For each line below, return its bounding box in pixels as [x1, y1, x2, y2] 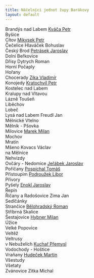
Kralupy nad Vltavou [5, 90, 48, 97]
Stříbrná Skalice [5, 208, 38, 215]
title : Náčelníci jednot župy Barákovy [5, 7, 89, 13]
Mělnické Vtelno [5, 117, 39, 123]
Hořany [5, 69, 21, 75]
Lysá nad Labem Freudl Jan [5, 112, 63, 118]
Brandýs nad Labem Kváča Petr [5, 26, 71, 32]
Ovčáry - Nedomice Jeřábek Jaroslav [5, 160, 83, 166]
